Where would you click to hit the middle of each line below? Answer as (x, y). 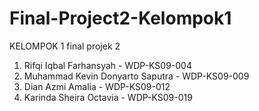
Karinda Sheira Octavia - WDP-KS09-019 (108, 97)
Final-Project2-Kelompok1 (120, 18)
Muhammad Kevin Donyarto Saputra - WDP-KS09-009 (136, 76)
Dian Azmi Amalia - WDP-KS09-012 (97, 86)
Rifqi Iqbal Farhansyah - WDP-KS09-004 (107, 65)
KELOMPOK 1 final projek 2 (65, 46)
